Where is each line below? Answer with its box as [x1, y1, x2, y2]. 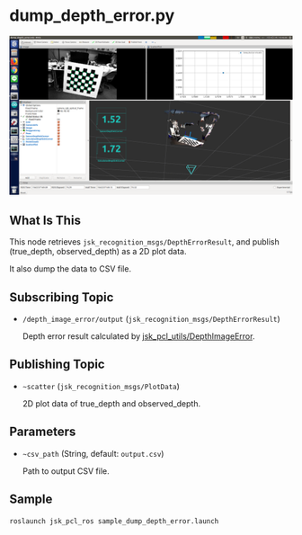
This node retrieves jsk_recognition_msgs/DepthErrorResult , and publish [9, 236, 280, 247]
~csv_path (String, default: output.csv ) [22, 448, 164, 459]
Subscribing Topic [9, 290, 114, 305]
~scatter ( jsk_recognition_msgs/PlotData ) [22, 380, 180, 391]
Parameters [9, 424, 76, 440]
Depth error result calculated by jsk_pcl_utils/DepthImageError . [22, 331, 255, 342]
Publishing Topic [9, 357, 105, 372]
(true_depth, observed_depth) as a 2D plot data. [9, 246, 187, 257]
